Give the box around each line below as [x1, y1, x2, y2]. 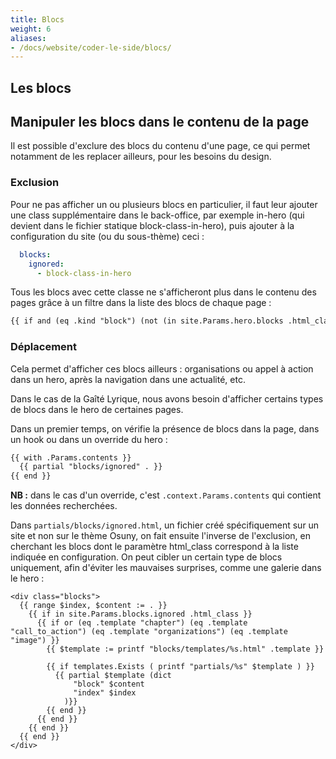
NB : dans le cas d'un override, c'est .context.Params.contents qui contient [10, 489, 322, 501]
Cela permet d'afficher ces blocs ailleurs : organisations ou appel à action [10, 362, 314, 375]
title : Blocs [10, 14, 65, 25]
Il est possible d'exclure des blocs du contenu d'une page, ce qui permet [10, 140, 311, 152]
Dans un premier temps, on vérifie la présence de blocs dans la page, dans [10, 422, 320, 435]
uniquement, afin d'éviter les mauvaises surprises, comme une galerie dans [10, 562, 322, 574]
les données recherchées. [10, 500, 118, 512]
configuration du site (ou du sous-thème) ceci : [10, 230, 205, 242]
